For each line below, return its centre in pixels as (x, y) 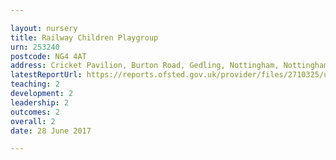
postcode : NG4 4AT (48, 56)
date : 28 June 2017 (51, 131)
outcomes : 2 (35, 112)
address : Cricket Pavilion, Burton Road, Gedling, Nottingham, (145, 66)
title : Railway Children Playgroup (84, 37)
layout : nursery (44, 28)
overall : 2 (33, 121)
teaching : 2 (35, 84)
